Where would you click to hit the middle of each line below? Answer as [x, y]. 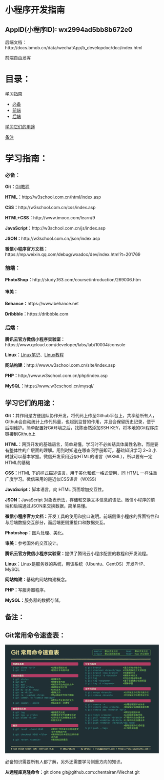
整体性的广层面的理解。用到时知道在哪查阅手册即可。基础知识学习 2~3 [80, 450]
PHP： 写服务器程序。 [27, 590]
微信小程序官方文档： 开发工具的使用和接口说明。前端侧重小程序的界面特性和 [82, 516]
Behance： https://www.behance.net [42, 303]
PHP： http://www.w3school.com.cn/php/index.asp [57, 376]
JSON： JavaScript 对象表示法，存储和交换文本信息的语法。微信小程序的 [78, 500]
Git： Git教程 [17, 187]
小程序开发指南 [35, 10]
